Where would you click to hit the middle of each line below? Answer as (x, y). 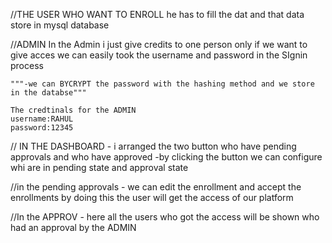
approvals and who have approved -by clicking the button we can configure (166, 157)
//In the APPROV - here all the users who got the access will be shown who (165, 217)
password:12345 (42, 128)
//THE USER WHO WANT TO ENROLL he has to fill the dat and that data (157, 14)
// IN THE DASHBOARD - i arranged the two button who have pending (153, 146)
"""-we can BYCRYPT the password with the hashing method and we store (162, 84)
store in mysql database (60, 25)
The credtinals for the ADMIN (73, 110)
